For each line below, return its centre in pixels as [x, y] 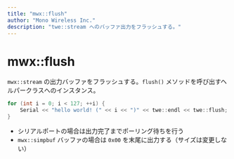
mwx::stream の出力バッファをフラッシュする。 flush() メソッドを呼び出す [114, 82]
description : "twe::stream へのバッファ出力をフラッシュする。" [94, 27]
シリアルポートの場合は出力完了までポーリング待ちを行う [100, 131]
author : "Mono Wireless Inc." [52, 20]
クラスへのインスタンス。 [63, 90]
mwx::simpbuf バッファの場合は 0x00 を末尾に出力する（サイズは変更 [116, 139]
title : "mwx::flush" [38, 14]
